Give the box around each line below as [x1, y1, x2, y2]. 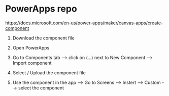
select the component [18, 84, 64, 91]
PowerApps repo [5, 3, 77, 15]
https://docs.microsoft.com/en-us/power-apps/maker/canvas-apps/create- [5, 20, 163, 26]
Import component [12, 60, 52, 66]
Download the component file [12, 35, 75, 41]
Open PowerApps [12, 44, 50, 51]
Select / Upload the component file [12, 69, 86, 76]
